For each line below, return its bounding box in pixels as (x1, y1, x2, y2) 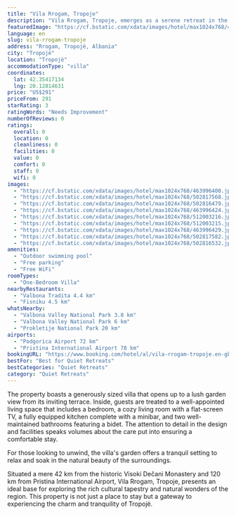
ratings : (7, 121, 33, 129)
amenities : (7, 246, 39, 254)
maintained (7, 420, 40, 428)
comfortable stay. (7, 435, 58, 443)
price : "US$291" (7, 89, 55, 96)
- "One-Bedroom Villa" (13, 279, 80, 286)
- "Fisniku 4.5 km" (13, 299, 71, 306)
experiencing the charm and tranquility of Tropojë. (7, 500, 153, 508)
